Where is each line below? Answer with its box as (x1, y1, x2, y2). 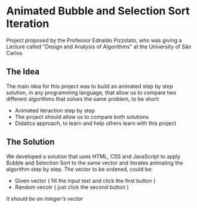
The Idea (6, 67, 40, 77)
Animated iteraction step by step (14, 106, 96, 114)
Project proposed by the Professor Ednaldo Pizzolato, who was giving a (6, 36, 182, 44)
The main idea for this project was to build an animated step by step (6, 82, 173, 90)
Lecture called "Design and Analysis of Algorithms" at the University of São (6, 43, 192, 50)
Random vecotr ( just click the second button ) (14, 183, 130, 191)
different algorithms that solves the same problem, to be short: (6, 95, 160, 102)
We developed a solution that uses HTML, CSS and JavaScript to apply (6, 152, 181, 160)
